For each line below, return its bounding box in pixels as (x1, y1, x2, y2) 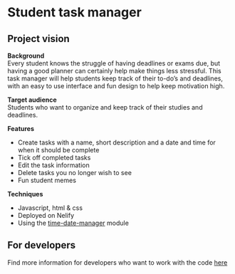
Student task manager (7, 4, 142, 21)
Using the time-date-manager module (17, 218, 130, 227)
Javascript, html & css (17, 204, 83, 212)
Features (7, 125, 34, 132)
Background (7, 51, 45, 60)
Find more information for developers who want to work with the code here (7, 258, 228, 267)
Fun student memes (17, 176, 77, 184)
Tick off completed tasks (17, 154, 91, 162)
